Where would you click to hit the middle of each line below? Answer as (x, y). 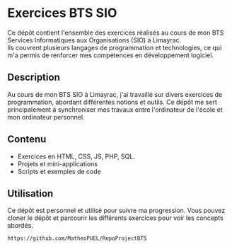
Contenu (27, 139)
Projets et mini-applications (57, 163)
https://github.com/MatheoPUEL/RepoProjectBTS (77, 238)
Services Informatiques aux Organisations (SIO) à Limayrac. (94, 40)
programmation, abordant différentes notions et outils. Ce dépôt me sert (112, 102)
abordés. (21, 226)
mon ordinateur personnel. (46, 117)
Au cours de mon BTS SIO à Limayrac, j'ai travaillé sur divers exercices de (115, 94)
